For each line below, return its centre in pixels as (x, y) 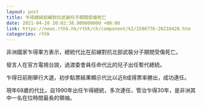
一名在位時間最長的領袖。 (43, 98)
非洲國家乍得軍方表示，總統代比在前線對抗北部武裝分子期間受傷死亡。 (94, 52)
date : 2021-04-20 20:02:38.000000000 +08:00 (63, 23)
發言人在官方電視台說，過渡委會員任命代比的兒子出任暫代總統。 (86, 65)
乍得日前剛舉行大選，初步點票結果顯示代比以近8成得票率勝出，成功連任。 (98, 78)
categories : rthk (28, 34)
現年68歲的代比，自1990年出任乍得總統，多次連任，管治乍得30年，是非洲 (98, 90)
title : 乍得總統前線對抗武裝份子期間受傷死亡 (57, 17)
